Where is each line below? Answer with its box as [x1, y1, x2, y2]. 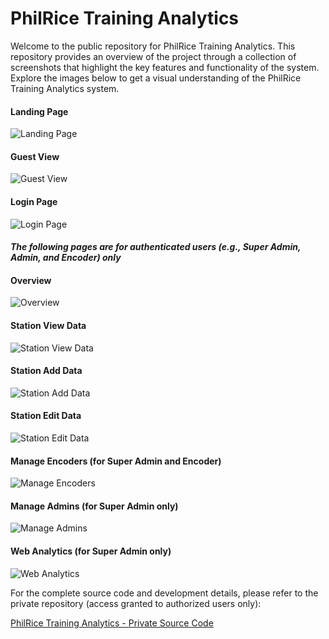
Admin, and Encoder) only [10, 252, 122, 264]
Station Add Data [10, 365, 83, 377]
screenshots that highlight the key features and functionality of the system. [10, 61, 320, 73]
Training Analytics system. [10, 82, 120, 94]
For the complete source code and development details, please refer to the [10, 587, 319, 599]
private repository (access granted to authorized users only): [10, 597, 262, 609]
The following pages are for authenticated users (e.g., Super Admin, [10, 241, 302, 253]
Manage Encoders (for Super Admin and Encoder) [10, 455, 222, 467]
